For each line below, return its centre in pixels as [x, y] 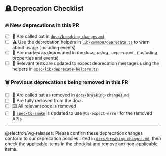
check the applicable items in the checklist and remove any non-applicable [81, 144]
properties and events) [35, 58]
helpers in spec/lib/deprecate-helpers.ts [55, 69]
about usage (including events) [44, 47]
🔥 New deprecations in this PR [42, 25]
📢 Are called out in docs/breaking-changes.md [58, 36]
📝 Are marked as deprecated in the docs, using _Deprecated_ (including [85, 52]
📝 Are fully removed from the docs [47, 101]
